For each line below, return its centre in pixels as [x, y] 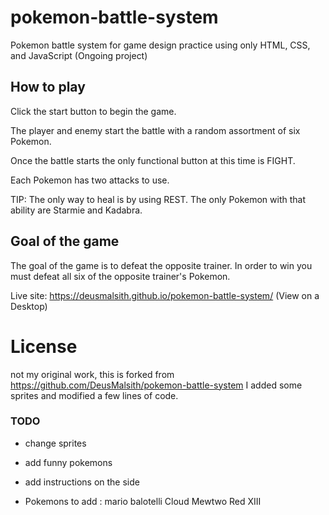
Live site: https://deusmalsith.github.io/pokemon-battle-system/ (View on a [165, 295]
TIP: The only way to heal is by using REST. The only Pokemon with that [158, 199]
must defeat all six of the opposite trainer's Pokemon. [120, 276]
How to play [48, 87]
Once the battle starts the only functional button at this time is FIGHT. [153, 160]
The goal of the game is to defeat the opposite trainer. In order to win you [161, 265]
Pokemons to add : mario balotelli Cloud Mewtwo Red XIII [143, 501]
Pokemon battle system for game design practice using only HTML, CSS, [160, 45]
